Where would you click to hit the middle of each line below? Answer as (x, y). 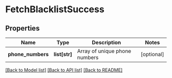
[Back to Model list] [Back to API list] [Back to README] (64, 70)
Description (106, 43)
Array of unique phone (104, 51)
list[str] (63, 54)
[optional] (152, 54)
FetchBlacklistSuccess (55, 9)
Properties (23, 28)
